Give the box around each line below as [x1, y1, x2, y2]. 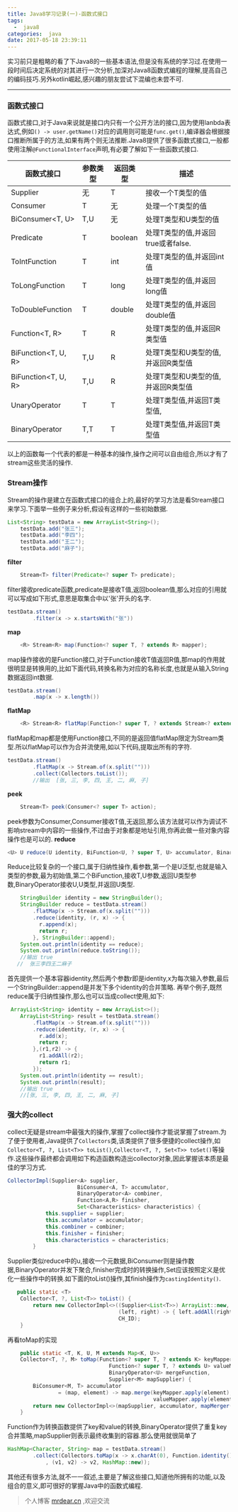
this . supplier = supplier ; [45, 1210, 125, 1218]
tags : [7, 17, 23, 24]
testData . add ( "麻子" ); [20, 545, 85, 552]
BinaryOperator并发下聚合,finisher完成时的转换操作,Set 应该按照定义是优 [15, 1266, 225, 1274]
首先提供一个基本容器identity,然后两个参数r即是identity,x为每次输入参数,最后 [7, 974, 229, 983]
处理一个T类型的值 [144, 202, 208, 211]
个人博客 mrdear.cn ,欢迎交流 [24, 1496, 110, 1505]
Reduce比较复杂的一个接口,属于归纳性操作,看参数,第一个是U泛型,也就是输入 [7, 863, 228, 871]
